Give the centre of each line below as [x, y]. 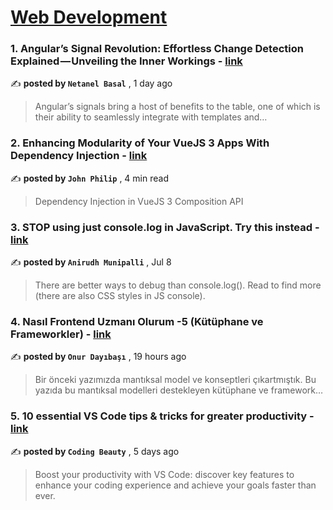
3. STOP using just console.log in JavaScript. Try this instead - [165, 227]
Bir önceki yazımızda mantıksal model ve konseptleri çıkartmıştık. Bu [175, 380]
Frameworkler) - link [61, 334]
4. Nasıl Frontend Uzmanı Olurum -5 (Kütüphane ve [137, 321]
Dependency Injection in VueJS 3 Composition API [139, 201]
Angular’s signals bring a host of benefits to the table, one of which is [177, 107]
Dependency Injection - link [79, 156]
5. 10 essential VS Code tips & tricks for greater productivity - [162, 416]
